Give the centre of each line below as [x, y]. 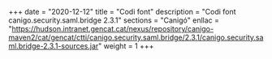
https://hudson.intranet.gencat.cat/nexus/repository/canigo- [112, 29]
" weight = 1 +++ [126, 46]
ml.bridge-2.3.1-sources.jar [54, 46]
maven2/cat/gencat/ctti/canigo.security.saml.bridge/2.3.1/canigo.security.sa [136, 37]
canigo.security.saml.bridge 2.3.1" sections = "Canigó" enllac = [114, 20]
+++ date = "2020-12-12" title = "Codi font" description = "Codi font [123, 12]
